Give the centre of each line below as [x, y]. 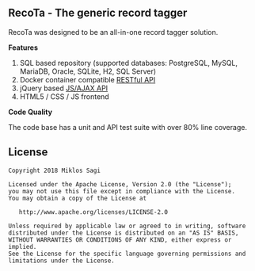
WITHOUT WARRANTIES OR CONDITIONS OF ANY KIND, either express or [120, 240]
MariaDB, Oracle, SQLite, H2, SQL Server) [88, 71]
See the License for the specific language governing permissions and [127, 254]
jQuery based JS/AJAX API [64, 88]
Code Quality [30, 112]
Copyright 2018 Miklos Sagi [55, 170]
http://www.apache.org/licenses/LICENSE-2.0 [93, 212]
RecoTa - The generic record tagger [98, 13]
